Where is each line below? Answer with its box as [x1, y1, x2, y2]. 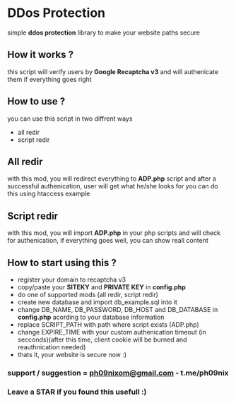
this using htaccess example [7, 189, 90, 198]
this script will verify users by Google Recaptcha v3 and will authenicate [7, 67, 219, 76]
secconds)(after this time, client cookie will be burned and [17, 335, 187, 344]
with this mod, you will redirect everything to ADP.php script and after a [7, 174, 217, 183]
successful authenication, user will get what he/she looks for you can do [7, 182, 218, 191]
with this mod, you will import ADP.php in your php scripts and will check [7, 229, 221, 237]
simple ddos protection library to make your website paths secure [7, 28, 200, 37]
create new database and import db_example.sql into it [17, 298, 178, 306]
